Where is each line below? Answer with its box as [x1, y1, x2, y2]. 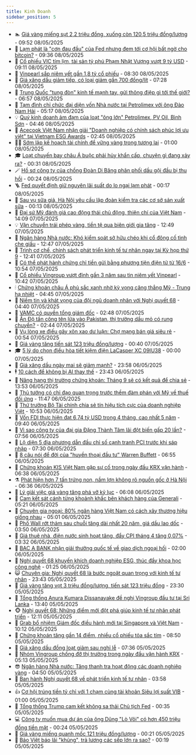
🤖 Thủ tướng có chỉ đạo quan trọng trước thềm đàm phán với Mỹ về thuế [14, 389, 189, 396]
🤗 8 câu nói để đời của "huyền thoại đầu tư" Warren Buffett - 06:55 [14, 451, 176, 458]
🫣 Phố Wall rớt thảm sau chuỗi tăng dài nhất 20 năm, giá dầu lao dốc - [14, 520, 183, 527]
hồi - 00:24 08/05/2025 [14, 175, 73, 182]
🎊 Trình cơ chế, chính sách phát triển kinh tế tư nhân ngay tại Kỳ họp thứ [14, 247, 189, 254]
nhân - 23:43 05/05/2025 [14, 575, 77, 583]
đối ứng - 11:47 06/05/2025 [14, 395, 81, 402]
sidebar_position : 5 [6, 14, 57, 20]
